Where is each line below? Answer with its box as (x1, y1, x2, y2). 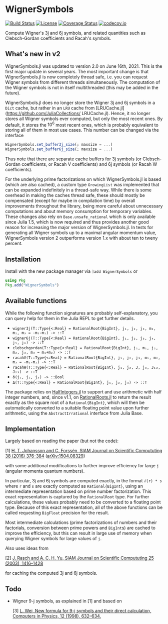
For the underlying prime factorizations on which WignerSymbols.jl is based (5, 176, 161, 182)
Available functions (5, 296, 67, 305)
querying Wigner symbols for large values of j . (5, 536, 102, 542)
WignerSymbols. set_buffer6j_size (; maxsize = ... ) (5, 147, 113, 152)
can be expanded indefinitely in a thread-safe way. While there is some (5, 187, 151, 193)
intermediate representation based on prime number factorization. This (5, 488, 151, 494)
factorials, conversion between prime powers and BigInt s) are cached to (5, 525, 156, 531)
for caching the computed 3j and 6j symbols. (5, 570, 97, 576)
